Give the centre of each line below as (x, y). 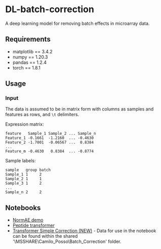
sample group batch (28, 170)
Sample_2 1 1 (24, 179)
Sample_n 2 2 (24, 192)
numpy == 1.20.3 (30, 57)
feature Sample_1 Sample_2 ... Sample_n (51, 134)
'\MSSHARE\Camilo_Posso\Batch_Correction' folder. (67, 241)
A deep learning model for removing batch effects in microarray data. (77, 23)
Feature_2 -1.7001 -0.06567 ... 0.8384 (50, 143)
